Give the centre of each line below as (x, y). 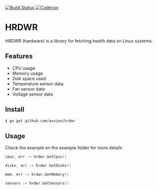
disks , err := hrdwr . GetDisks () (38, 166)
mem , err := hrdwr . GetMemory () (37, 174)
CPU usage (24, 68)
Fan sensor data (28, 89)
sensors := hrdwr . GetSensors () (37, 183)
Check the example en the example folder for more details (64, 148)
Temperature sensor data (38, 84)
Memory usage (27, 73)
